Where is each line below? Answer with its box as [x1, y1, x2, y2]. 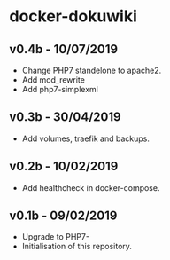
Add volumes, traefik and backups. [21, 133, 151, 144]
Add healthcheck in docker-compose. [21, 182, 160, 193]
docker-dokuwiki [9, 6, 137, 27]
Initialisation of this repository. [21, 241, 133, 252]
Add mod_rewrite [21, 75, 86, 85]
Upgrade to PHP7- [21, 232, 90, 242]
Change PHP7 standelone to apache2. [21, 65, 162, 75]
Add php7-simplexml [21, 84, 99, 94]
